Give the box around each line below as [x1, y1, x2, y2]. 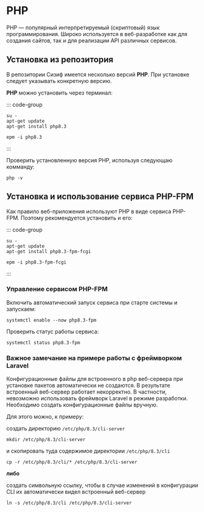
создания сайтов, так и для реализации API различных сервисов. [6, 37, 177, 44]
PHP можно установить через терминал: [6, 89, 113, 96]
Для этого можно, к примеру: [6, 413, 84, 420]
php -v [6, 175, 23, 181]
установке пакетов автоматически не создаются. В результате [6, 382, 171, 389]
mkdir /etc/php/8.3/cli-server [6, 437, 86, 443]
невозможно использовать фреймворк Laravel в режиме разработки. [6, 395, 188, 402]
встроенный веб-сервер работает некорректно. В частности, [6, 388, 167, 395]
